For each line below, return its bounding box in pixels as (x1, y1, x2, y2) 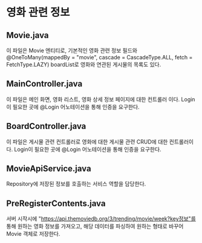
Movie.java (6, 30, 49, 40)
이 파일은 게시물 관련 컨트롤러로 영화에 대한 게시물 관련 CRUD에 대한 (6, 138, 168, 145)
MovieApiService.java (6, 164, 92, 174)
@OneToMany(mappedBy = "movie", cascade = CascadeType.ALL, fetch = (6, 54, 193, 61)
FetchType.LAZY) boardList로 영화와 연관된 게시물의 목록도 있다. (6, 61, 161, 68)
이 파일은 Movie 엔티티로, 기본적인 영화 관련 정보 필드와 (6, 47, 138, 54)
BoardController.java (6, 121, 86, 131)
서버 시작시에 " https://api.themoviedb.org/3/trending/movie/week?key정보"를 (6, 215, 197, 222)
